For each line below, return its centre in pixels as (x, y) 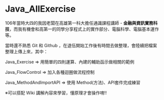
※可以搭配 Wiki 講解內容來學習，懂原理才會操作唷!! (56, 93)
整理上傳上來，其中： (26, 51)
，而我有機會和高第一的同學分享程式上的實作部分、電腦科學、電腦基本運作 (84, 29)
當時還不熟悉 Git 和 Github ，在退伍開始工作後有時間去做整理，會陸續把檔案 (81, 45)
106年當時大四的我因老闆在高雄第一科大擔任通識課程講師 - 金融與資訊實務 (79, 23)
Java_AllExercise (40, 9)
